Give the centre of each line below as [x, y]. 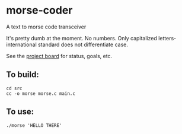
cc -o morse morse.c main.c [41, 93]
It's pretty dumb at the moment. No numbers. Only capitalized [82, 38]
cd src [14, 88]
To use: [20, 112]
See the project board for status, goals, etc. [59, 56]
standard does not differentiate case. [83, 44]
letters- [167, 38]
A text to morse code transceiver [46, 27]
